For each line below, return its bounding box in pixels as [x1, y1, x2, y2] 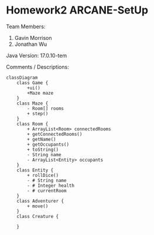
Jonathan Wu [14, 41, 47, 48]
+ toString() [27, 146, 59, 153]
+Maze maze [27, 90, 54, 96]
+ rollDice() [27, 172, 59, 178]
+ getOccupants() [27, 142, 69, 147]
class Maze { [16, 100, 49, 106]
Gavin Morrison [14, 34, 52, 41]
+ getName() [27, 136, 57, 142]
